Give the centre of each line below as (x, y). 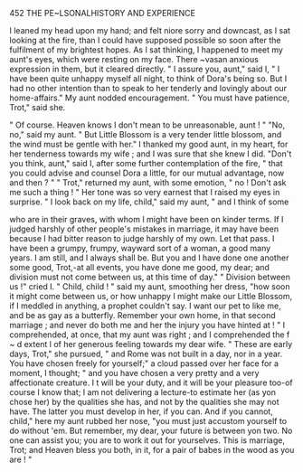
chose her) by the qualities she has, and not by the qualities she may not (144, 402)
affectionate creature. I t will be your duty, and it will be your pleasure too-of (151, 382)
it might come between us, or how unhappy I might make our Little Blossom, (151, 296)
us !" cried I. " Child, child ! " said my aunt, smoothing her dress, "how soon (150, 287)
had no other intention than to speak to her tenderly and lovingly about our (148, 88)
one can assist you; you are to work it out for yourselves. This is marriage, (147, 440)
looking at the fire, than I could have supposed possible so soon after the (145, 40)
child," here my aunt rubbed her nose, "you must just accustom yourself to (148, 421)
